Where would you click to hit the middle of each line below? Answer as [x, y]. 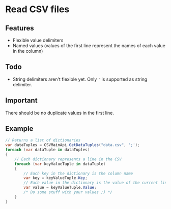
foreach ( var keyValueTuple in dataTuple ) [60, 164]
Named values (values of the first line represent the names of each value [89, 46]
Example [19, 129]
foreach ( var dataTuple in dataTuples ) [48, 150]
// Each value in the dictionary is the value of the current [91, 183]
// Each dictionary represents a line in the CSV [68, 159]
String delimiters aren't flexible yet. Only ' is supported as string [80, 79]
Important [21, 101]
